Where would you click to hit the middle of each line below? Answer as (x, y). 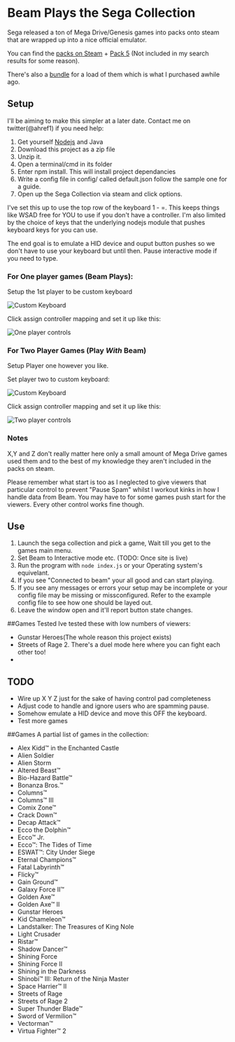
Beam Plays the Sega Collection (101, 13)
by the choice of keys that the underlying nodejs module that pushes (106, 222)
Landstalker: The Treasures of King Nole (76, 927)
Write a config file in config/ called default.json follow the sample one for (122, 179)
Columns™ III (35, 800)
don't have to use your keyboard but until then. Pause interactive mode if (112, 251)
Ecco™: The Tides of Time (55, 845)
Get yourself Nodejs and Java (60, 142)
